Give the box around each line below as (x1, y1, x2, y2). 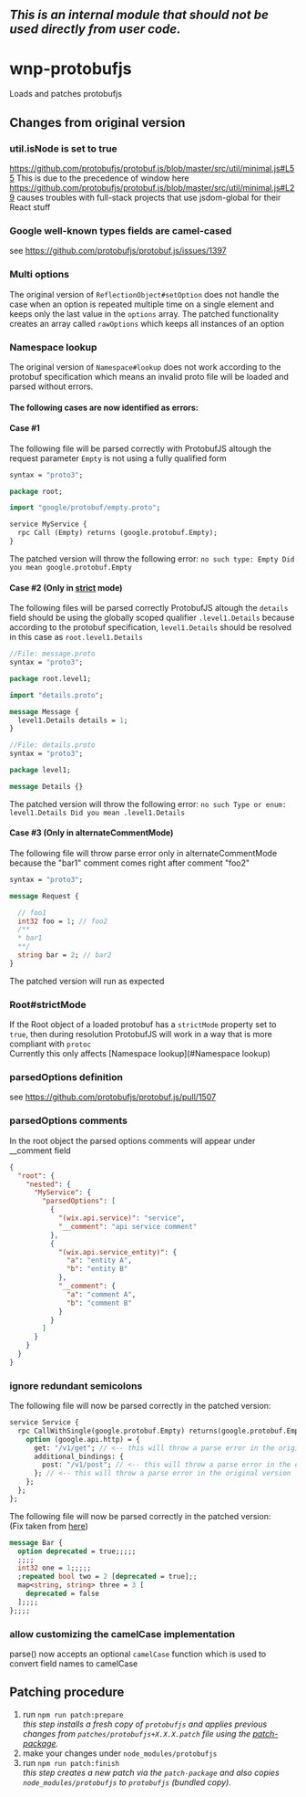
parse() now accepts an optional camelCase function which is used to (9, 1648, 267, 1659)
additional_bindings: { (33, 1452, 125, 1461)
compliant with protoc (9, 1038, 92, 1049)
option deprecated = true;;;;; (17, 1547, 137, 1556)
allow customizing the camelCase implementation (9, 1627, 235, 1640)
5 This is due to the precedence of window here (9, 173, 189, 184)
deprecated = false (25, 1589, 100, 1599)
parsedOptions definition (9, 1071, 123, 1084)
